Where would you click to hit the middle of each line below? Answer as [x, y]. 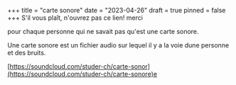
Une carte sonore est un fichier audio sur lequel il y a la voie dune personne [118, 45]
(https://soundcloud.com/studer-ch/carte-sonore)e [82, 74]
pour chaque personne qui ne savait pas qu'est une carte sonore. [103, 32]
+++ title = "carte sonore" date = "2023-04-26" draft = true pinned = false [117, 10]
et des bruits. [27, 53]
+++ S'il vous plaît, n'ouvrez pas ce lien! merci [75, 18]
